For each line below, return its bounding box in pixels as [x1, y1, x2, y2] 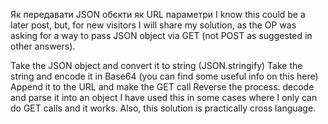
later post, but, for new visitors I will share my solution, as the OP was [10, 19, 297, 31]
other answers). [10, 40, 76, 52]
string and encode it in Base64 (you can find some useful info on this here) [10, 70, 319, 82]
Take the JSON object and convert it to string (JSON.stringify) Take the [10, 60, 303, 71]
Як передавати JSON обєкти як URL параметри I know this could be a [10, 9, 306, 20]
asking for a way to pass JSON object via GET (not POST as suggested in [10, 30, 313, 41]
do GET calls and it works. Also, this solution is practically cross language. [10, 102, 317, 114]
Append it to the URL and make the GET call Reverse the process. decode [10, 81, 315, 93]
